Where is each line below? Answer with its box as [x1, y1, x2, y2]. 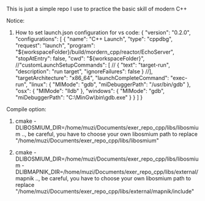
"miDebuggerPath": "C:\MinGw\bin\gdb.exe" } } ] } [15, 94, 143, 101]
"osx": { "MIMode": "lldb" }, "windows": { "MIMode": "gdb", [15, 87, 165, 94]
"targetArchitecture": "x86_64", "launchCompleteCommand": [15, 75, 170, 81]
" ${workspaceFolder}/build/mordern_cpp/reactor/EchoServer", [15, 48, 174, 56]
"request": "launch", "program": [15, 42, 95, 49]
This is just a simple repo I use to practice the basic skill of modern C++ [6, 5, 188, 12]
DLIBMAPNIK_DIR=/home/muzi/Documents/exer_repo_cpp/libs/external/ [15, 168, 199, 175]
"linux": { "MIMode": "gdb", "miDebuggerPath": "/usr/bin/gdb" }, [28, 81, 191, 88]
